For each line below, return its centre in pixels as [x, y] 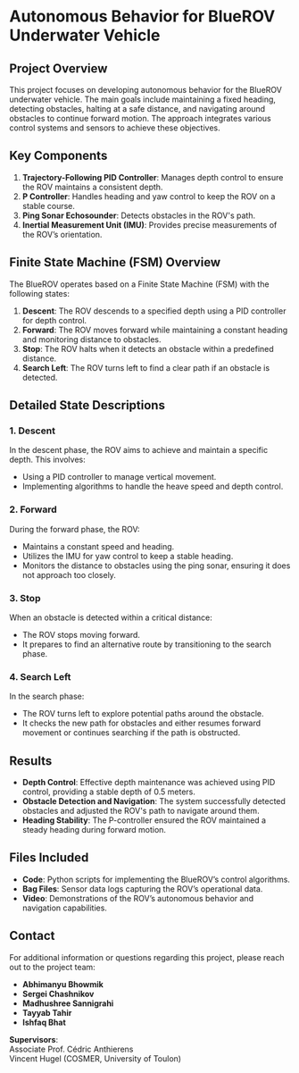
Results [31, 761]
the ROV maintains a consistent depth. [92, 187]
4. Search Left [40, 676]
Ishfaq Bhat [44, 1022]
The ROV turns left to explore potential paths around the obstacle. [143, 714]
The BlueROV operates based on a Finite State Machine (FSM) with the [139, 284]
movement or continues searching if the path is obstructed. [131, 733]
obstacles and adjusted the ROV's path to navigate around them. [141, 811]
